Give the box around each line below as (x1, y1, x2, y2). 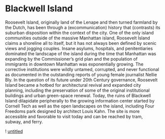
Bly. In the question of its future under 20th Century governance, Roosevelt (5, 77, 158, 83)
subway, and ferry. (5, 119, 43, 125)
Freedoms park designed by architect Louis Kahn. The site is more (5, 108, 140, 114)
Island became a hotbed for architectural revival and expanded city (5, 82, 141, 88)
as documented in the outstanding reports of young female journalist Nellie (5, 71, 157, 77)
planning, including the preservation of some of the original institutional (5, 87, 150, 93)
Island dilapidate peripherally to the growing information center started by (5, 98, 155, 104)
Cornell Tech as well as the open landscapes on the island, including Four (5, 103, 155, 109)
